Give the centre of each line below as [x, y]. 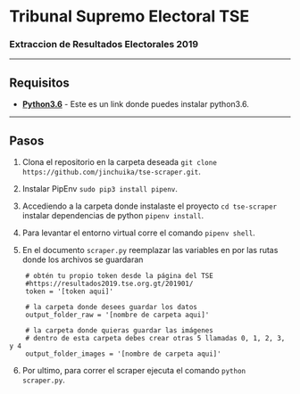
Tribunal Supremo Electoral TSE [129, 16]
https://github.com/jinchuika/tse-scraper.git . [111, 172]
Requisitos [39, 82]
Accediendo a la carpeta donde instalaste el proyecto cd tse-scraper [150, 206]
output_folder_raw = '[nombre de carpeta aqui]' [117, 315]
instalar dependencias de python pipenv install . [112, 216]
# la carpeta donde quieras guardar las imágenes [120, 331]
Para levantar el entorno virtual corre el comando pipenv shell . [139, 233]
